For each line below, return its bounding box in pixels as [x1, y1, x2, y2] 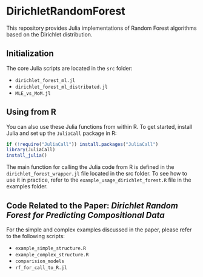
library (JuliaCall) [6, 147, 56, 153]
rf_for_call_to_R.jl [15, 265, 67, 271]
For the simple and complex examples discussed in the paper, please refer [6, 226, 192, 233]
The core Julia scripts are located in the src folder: [6, 64, 133, 72]
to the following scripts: [6, 233, 65, 239]
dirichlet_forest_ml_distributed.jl [15, 84, 108, 90]
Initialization [6, 49, 55, 59]
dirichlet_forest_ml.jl [15, 77, 76, 83]
